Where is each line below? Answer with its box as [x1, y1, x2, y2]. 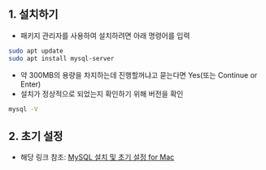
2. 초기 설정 [8, 129, 63, 143]
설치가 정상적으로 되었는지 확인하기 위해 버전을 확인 [20, 88, 184, 99]
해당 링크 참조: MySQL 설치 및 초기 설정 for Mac [20, 152, 175, 162]
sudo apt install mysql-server [8, 54, 115, 62]
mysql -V [8, 104, 38, 113]
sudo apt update [8, 47, 63, 55]
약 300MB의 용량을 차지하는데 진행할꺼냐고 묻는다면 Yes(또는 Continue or [20, 70, 258, 79]
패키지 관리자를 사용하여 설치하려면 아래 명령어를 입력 [20, 31, 190, 40]
